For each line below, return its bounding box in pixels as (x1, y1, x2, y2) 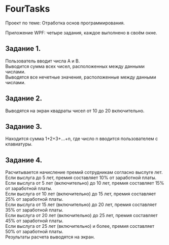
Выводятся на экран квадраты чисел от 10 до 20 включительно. (5, 108, 145, 114)
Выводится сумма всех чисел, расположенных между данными (5, 63, 145, 69)
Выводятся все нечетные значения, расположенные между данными (5, 74, 156, 80)
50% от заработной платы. (5, 229, 63, 235)
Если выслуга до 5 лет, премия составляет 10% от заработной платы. (5, 174, 156, 181)
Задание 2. (5, 94, 42, 103)
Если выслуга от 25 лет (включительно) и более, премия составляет (5, 223, 155, 229)
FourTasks (5, 3, 50, 15)
